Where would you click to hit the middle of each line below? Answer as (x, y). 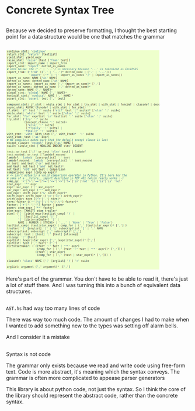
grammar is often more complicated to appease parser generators (86, 378)
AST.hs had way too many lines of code (53, 308)
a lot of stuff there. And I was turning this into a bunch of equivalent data (93, 285)
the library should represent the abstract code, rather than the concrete (92, 395)
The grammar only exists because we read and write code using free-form (96, 365)
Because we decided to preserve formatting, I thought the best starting (91, 30)
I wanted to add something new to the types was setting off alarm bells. (92, 326)
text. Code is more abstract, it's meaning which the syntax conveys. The (93, 371)
